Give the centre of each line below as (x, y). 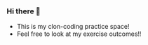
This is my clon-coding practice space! (73, 27)
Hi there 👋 (24, 11)
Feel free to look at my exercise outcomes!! (79, 34)
